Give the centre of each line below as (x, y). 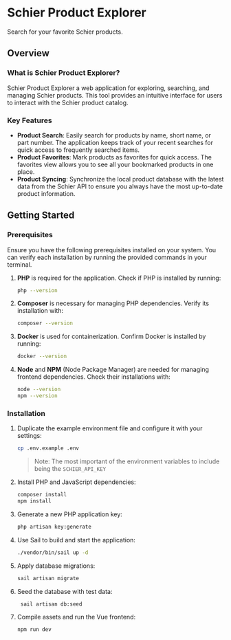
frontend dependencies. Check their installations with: (93, 377)
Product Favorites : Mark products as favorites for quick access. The (114, 157)
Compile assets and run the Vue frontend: (76, 617)
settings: (30, 436)
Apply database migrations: (56, 566)
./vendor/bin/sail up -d (53, 552)
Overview (29, 53)
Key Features (30, 120)
